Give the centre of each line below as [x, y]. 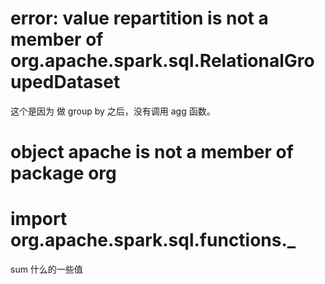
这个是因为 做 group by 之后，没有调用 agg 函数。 [113, 111]
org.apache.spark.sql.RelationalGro [162, 61]
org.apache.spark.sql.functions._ [153, 240]
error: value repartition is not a [139, 18]
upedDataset [65, 82]
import [39, 219]
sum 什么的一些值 [46, 269]
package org [63, 173]
